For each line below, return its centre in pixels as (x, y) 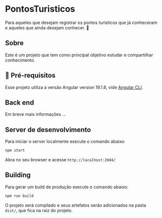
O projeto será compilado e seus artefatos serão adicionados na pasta (76, 205)
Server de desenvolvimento (48, 130)
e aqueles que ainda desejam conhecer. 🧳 (47, 27)
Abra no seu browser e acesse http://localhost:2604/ (61, 160)
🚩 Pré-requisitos (30, 76)
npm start (15, 151)
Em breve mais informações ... (36, 114)
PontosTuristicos (40, 9)
